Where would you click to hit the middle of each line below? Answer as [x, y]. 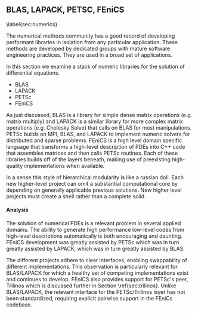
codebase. [19, 305]
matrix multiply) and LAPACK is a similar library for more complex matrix [95, 121]
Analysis [17, 210]
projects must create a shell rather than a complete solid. [76, 196]
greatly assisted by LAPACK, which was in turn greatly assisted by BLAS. [95, 249]
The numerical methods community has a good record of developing [91, 36]
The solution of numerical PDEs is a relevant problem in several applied [94, 223]
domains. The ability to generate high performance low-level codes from [95, 230]
